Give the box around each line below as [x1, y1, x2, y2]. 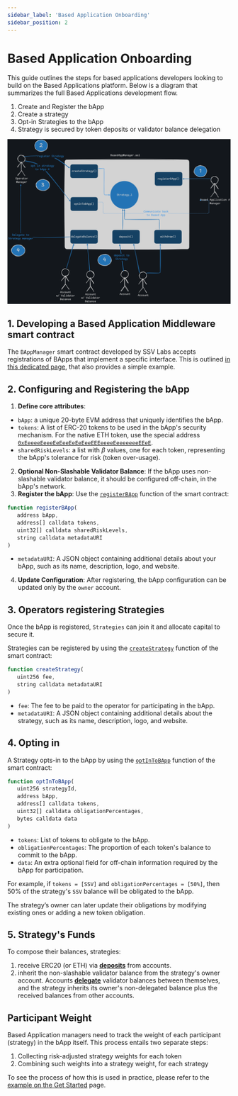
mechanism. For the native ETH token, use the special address [17, 431, 200, 440]
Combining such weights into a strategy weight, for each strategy [17, 1060, 209, 1068]
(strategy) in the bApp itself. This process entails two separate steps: [7, 1039, 208, 1047]
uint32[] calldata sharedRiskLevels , [16, 527, 129, 534]
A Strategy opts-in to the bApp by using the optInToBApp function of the [7, 756, 216, 764]
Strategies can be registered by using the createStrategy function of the [7, 644, 219, 652]
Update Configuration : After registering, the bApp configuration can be [17, 576, 227, 584]
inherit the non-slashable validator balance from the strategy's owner [17, 968, 220, 978]
